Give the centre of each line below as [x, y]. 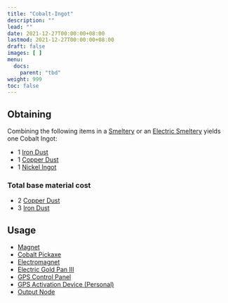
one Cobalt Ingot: [32, 138]
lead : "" [20, 27]
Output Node [36, 292]
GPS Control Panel [44, 277]
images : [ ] [25, 53]
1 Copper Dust [38, 160]
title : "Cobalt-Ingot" [40, 14]
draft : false [26, 46]
